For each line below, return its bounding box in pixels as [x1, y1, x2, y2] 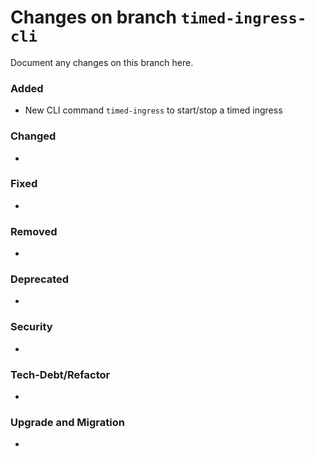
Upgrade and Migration [10, 415, 125, 429]
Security [10, 320, 53, 334]
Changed [10, 129, 57, 143]
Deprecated [10, 272, 70, 286]
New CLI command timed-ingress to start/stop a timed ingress [24, 104, 283, 116]
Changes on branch [10, 6, 178, 29]
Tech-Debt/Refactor [10, 367, 111, 381]
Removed [10, 224, 58, 238]
